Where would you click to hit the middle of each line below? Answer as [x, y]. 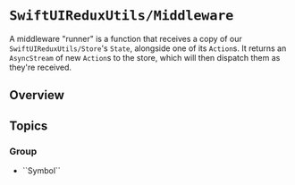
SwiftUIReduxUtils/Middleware [122, 16]
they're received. [41, 67]
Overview [37, 95]
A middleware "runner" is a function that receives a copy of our [126, 38]
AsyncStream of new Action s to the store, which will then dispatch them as [145, 57]
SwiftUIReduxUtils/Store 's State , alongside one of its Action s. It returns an [148, 48]
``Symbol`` [41, 171]
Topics [29, 126]
